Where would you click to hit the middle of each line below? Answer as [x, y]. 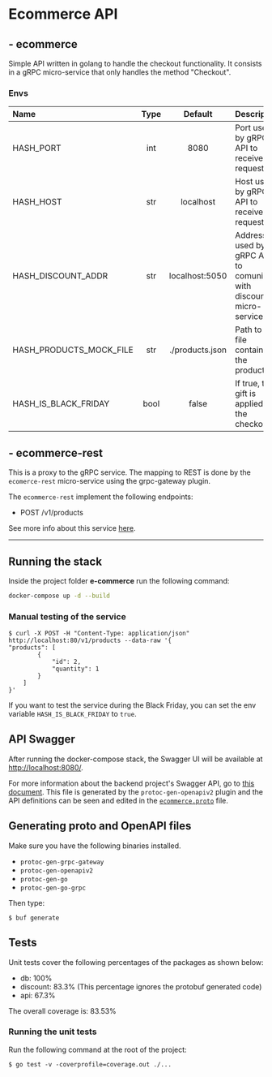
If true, [247, 384]
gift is [245, 394]
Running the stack [55, 561]
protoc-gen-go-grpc [53, 888]
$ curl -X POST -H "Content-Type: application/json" [99, 634]
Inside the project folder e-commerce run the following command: [119, 580]
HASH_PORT [37, 149]
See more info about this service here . [72, 528]
